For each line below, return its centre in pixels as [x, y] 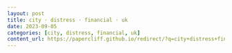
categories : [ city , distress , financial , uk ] [74, 33]
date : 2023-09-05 [32, 26]
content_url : [26, 39]
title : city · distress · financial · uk [68, 20]
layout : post [26, 13]
